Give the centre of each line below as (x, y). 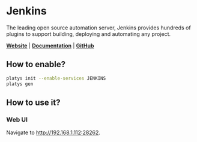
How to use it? (33, 102)
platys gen (20, 84)
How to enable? (36, 64)
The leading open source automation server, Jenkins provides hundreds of (98, 28)
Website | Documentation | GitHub (50, 46)
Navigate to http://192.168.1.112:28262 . (53, 132)
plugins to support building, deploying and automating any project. (89, 34)
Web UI (17, 119)
